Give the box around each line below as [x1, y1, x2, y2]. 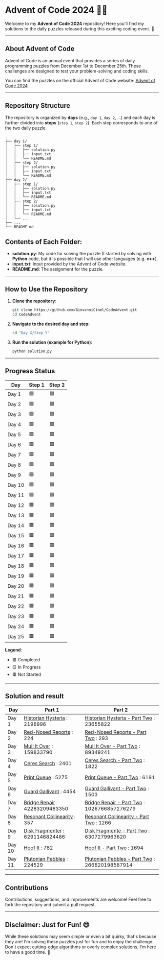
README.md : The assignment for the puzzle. [12, 266, 104, 272]
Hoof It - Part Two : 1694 [84, 844, 143, 851]
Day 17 [7, 552, 24, 559]
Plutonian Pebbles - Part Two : [84, 856, 155, 863]
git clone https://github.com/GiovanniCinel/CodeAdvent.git [12, 308, 137, 312]
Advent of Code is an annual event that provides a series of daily [5, 57, 135, 63]
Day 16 [7, 542, 24, 549]
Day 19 [7, 573, 24, 579]
